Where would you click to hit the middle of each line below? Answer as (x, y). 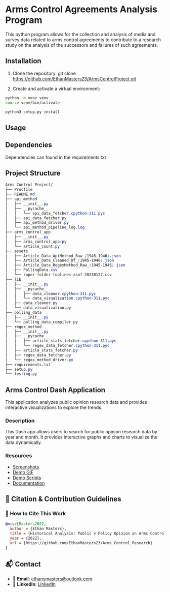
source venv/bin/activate (32, 103)
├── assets (17, 251)
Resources (19, 456)
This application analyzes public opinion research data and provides (76, 402)
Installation (23, 61)
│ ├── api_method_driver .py (37, 223)
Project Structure (33, 173)
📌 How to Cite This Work (36, 513)
